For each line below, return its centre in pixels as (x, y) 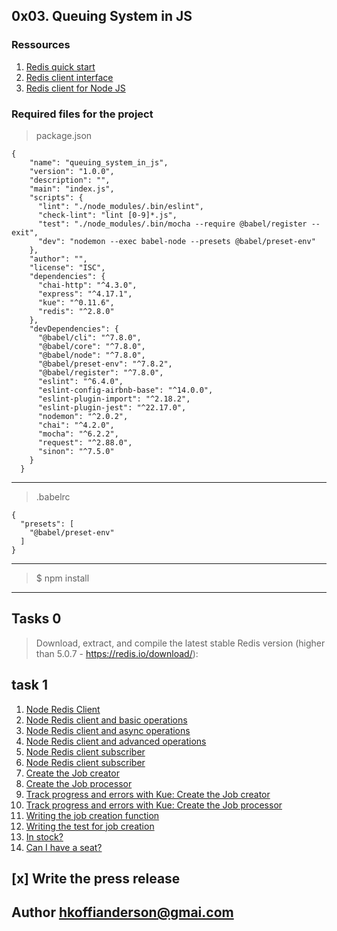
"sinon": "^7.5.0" (76, 451)
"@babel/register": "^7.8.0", (100, 372)
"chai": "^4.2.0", (76, 425)
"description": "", (70, 180)
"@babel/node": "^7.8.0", (91, 355)
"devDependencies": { (74, 329)
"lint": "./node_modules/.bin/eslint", (120, 206)
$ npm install (62, 578)
